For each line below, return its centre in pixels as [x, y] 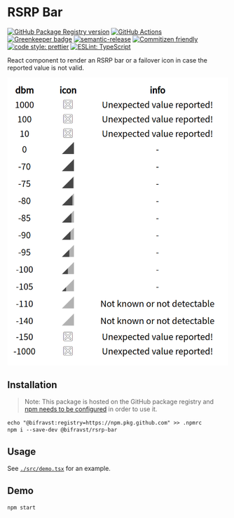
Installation [32, 385]
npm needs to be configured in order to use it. [91, 409]
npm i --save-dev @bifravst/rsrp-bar [62, 430]
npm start [22, 508]
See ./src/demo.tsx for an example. [59, 469]
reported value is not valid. [46, 67]
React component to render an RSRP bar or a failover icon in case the [108, 60]
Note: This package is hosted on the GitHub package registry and [119, 402]
